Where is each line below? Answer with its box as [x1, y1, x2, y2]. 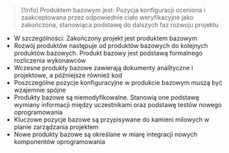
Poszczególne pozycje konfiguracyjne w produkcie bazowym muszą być [13, 79, 223, 86]
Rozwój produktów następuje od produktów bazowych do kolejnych [13, 42, 208, 49]
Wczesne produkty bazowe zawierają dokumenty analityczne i [13, 64, 194, 72]
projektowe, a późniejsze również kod [13, 71, 123, 79]
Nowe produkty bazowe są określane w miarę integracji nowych [13, 130, 198, 138]
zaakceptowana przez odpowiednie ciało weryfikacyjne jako [20, 13, 194, 22]
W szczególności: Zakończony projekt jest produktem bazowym [13, 34, 198, 42]
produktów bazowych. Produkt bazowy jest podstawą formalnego [13, 49, 203, 57]
